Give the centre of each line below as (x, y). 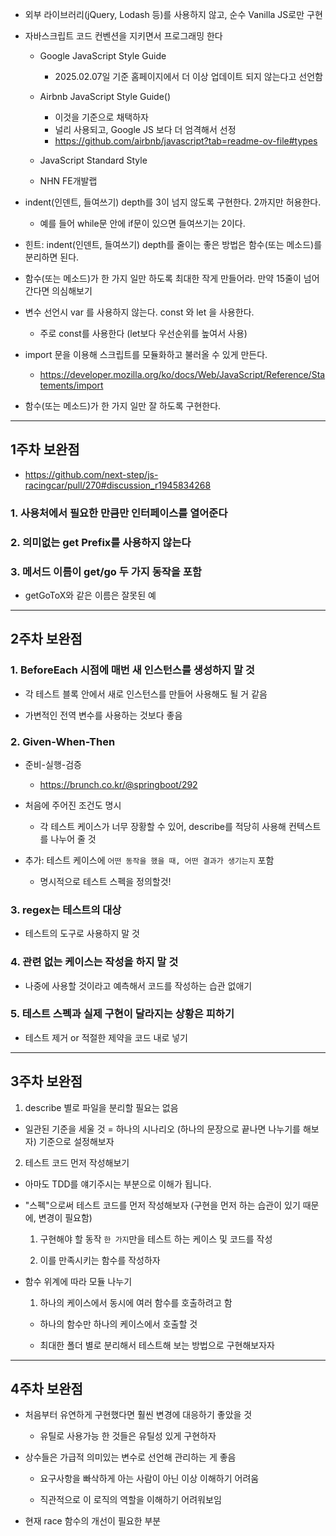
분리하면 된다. (52, 257)
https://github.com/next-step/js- (91, 474)
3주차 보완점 (46, 1081)
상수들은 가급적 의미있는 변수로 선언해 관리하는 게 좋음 (130, 1457)
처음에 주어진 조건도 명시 (73, 805)
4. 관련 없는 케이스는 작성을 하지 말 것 (94, 962)
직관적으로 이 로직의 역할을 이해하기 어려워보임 (130, 1500)
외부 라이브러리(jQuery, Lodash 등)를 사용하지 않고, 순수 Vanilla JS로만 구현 (173, 14)
